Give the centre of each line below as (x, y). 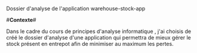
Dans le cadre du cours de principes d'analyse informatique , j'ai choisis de (99, 31)
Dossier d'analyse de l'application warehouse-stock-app (76, 9)
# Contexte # (21, 20)
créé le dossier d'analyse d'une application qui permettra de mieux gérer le (98, 37)
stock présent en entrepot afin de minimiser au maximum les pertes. (90, 44)
